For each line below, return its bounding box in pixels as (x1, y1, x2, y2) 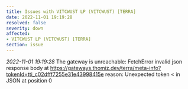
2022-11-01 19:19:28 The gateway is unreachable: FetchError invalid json (6, 58, 182, 65)
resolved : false (6, 20, 46, 26)
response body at (6, 64, 49, 71)
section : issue (6, 42, 44, 48)
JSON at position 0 (6, 77, 52, 84)
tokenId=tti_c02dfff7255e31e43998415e (6, 71, 104, 78)
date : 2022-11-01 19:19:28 (6, 14, 73, 20)
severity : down (6, 25, 44, 31)
